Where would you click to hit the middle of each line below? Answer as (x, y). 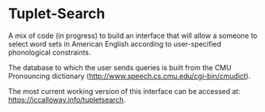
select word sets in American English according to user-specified (115, 43)
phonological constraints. (50, 52)
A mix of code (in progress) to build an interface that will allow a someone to (133, 35)
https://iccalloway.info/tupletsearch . (67, 99)
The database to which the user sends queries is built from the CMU (120, 67)
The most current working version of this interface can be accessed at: (124, 91)
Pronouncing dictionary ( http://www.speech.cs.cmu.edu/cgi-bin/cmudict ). (130, 76)
